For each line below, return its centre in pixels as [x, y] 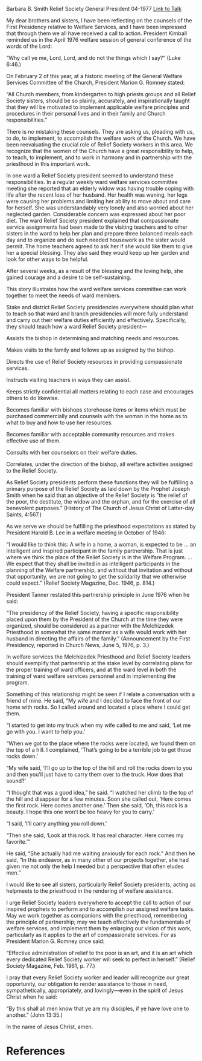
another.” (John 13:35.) [35, 1015]
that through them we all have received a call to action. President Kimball [97, 33]
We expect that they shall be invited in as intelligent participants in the [93, 563]
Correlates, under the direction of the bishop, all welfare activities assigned [99, 464]
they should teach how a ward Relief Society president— [77, 327]
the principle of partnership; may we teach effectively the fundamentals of [99, 922]
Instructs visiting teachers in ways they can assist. [69, 380]
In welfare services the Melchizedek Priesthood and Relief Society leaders [99, 657]
